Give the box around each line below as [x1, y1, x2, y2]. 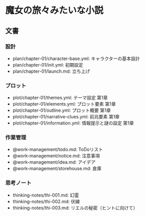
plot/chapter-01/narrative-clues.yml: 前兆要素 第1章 [12, 114, 120, 120]
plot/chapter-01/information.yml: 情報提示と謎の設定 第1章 [12, 120, 134, 126]
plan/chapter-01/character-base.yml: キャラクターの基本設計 [12, 55, 140, 61]
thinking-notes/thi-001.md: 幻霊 [12, 192, 79, 198]
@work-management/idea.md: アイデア [12, 159, 96, 165]
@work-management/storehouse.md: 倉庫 [12, 166, 102, 172]
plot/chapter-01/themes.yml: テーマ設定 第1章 [12, 95, 108, 101]
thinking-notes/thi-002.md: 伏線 [12, 198, 80, 204]
